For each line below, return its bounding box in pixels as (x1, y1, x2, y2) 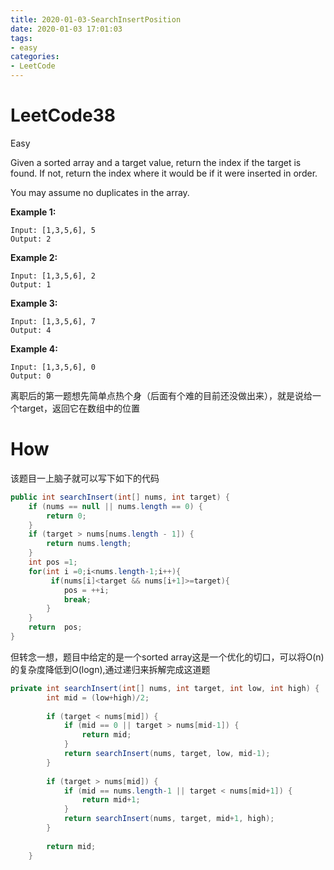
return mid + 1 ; (81, 795, 141, 805)
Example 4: (10, 342, 58, 355)
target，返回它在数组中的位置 (18, 402, 140, 414)
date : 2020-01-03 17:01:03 (10, 24, 123, 34)
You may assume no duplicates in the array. (10, 186, 190, 198)
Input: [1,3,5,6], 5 (10, 225, 97, 235)
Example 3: (10, 297, 58, 309)
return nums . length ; (46, 539, 132, 549)
